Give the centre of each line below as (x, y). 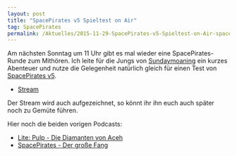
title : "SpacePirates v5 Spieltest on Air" (72, 20)
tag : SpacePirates (34, 27)
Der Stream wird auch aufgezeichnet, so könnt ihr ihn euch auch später (111, 103)
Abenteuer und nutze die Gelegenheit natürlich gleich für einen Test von (112, 68)
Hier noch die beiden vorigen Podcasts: (65, 124)
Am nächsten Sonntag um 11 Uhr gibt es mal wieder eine (89, 53)
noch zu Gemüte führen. (43, 110)
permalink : (23, 33)
